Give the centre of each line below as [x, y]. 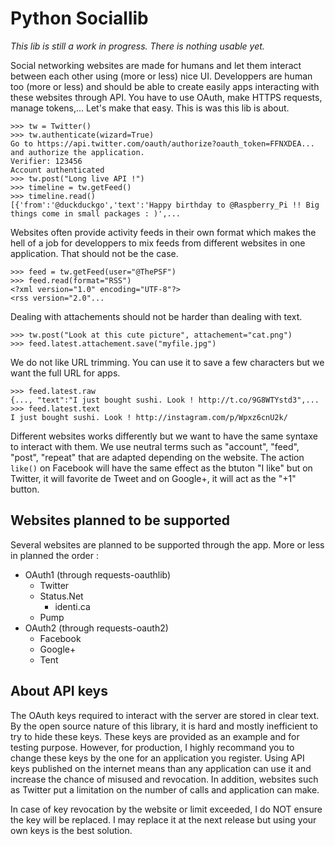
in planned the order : [55, 555]
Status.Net [61, 596]
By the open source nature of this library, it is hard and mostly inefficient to [164, 726]
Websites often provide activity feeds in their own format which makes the [163, 232]
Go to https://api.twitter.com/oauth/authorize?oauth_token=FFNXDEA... [162, 143]
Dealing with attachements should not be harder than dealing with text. [156, 316]
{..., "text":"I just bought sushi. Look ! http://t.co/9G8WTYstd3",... [165, 400]
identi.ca [72, 606]
